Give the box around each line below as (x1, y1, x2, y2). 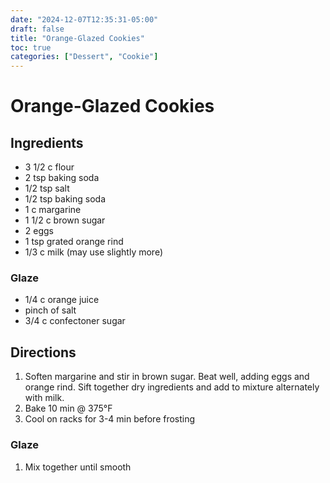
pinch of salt (24, 304, 77, 316)
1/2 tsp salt (24, 182, 70, 195)
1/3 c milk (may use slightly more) (24, 246, 164, 258)
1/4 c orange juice (24, 294, 100, 306)
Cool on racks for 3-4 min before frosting (24, 413, 196, 425)
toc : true (10, 42, 52, 53)
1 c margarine (24, 204, 82, 216)
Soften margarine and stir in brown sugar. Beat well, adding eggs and (24, 371, 310, 383)
